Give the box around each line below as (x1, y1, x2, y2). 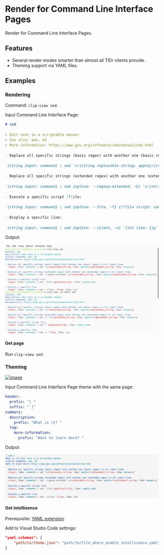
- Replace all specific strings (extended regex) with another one (5, 174, 145, 179)
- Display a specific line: (5, 215, 62, 220)
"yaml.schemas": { (5, 535, 42, 540)
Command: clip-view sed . (5, 102, 58, 108)
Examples (5, 77, 36, 85)
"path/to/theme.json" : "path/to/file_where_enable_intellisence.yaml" (14, 540, 161, 546)
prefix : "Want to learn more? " (18, 435, 84, 440)
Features (5, 44, 33, 52)
